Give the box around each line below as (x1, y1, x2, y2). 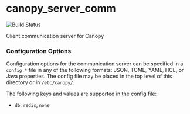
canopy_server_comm (6, 2, 116, 15)
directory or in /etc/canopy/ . (6, 79, 75, 86)
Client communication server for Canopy (6, 32, 104, 39)
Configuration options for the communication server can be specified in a (6, 60, 184, 67)
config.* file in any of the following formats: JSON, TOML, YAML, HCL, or (6, 67, 184, 74)
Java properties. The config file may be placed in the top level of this (6, 72, 172, 80)
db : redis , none (14, 102, 50, 109)
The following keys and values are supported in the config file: (6, 90, 157, 98)
